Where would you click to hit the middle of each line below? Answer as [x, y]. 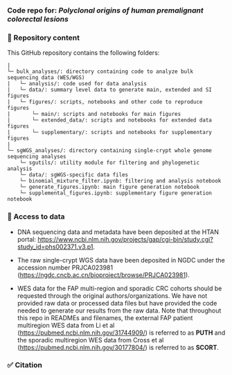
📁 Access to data [36, 217]
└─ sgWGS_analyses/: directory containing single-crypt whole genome [110, 151]
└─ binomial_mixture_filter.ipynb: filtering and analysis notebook [121, 181]
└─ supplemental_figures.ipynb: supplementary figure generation [116, 193]
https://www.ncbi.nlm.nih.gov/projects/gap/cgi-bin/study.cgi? [125, 239]
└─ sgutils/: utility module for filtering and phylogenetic [109, 163]
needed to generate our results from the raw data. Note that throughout [119, 310]
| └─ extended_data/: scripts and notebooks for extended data [110, 120]
